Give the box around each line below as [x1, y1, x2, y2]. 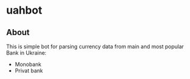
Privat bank [14, 67, 43, 74]
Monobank [14, 61, 42, 68]
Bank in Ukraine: [6, 49, 46, 56]
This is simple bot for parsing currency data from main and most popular [6, 43, 184, 50]
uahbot [6, 4, 43, 17]
